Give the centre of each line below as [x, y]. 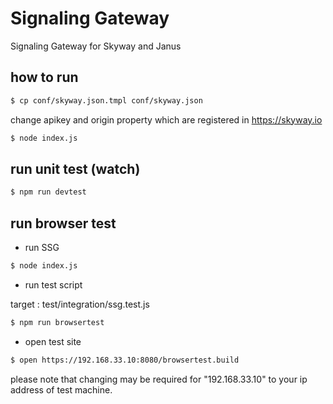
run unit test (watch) [75, 168]
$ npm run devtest [48, 192]
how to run [44, 77]
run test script [53, 284]
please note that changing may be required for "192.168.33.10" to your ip [159, 379]
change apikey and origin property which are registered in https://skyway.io [166, 119]
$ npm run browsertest [57, 322]
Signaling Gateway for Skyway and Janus [96, 46]
